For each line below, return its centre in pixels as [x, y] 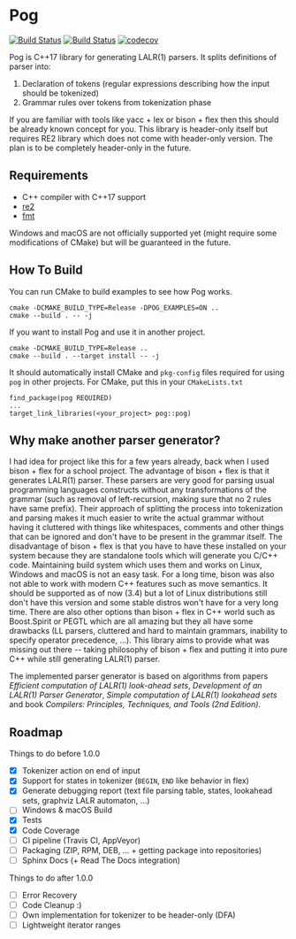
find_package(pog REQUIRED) [61, 398]
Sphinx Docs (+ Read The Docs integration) [101, 860]
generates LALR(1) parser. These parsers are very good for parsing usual [142, 481]
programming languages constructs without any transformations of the [138, 490]
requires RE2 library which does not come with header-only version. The [141, 138]
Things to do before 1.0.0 [54, 754]
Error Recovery [49, 895]
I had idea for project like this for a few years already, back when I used [139, 462]
